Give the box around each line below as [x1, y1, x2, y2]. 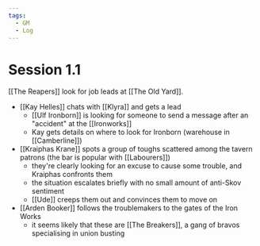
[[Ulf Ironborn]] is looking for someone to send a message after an [31, 110, 249, 120]
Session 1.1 [8, 60, 82, 79]
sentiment [31, 186, 65, 196]
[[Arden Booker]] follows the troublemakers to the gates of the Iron [19, 203, 239, 213]
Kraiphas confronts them [31, 170, 113, 179]
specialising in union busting [31, 229, 125, 238]
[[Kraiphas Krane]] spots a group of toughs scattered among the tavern [19, 144, 253, 154]
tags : [8, 11, 26, 20]
